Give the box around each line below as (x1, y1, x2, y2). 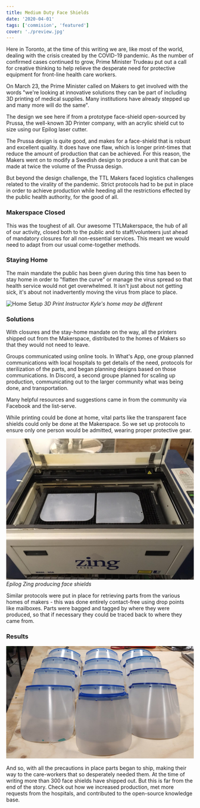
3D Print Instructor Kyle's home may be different (43, 300, 162, 307)
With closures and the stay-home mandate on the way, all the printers (6, 328, 177, 336)
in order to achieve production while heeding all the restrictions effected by (6, 187, 190, 194)
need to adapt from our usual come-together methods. (6, 241, 140, 248)
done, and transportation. (6, 385, 69, 392)
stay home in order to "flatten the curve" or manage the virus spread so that (6, 275, 192, 283)
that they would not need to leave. (6, 341, 90, 349)
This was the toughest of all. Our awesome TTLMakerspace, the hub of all (6, 222, 187, 229)
